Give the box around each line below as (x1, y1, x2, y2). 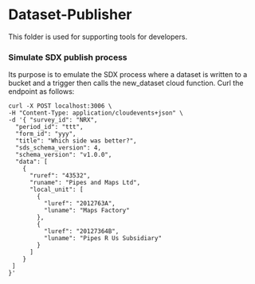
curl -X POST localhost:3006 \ (8, 102, 112, 111)
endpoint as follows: (8, 87, 75, 96)
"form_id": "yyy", (15, 130, 77, 138)
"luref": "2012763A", (43, 200, 116, 208)
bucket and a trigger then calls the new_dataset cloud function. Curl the (8, 78, 244, 88)
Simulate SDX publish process (8, 52, 127, 63)
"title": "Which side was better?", (15, 137, 137, 145)
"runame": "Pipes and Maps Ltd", (29, 179, 141, 187)
